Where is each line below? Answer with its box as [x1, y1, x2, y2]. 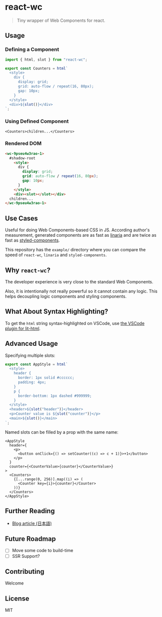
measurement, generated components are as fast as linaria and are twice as [5, 232, 157, 238]
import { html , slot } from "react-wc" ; [5, 57, 88, 62]
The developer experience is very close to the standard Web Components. [5, 278, 154, 285]
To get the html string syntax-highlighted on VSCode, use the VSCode [5, 320, 145, 326]
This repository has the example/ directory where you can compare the [5, 247, 146, 253]
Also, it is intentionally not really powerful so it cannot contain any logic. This [5, 288, 158, 294]
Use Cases [5, 214, 38, 222]
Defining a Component [5, 46, 59, 53]
